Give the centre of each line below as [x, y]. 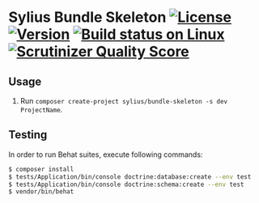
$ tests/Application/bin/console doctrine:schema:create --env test [126, 184]
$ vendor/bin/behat [41, 192]
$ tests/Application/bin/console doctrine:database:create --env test [130, 177]
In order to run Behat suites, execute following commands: [106, 154]
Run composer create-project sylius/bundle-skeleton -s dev [124, 101]
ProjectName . [41, 110]
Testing [28, 135]
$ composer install [41, 169]
